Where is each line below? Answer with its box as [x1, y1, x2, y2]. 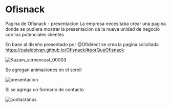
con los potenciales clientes [5, 31, 64, 37]
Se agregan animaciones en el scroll [5, 67, 82, 73]
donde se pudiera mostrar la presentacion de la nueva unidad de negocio [5, 26, 160, 32]
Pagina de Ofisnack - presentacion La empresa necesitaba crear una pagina [5, 20, 166, 27]
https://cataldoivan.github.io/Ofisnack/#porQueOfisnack [5, 47, 124, 53]
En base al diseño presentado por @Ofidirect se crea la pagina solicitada [5, 41, 159, 47]
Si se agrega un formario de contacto [5, 86, 84, 93]
